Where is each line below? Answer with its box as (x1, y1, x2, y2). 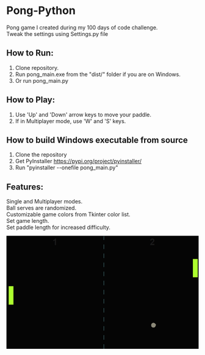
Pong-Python (6, 4, 76, 18)
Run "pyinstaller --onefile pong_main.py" (15, 164, 118, 171)
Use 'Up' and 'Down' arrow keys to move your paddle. (15, 111, 151, 118)
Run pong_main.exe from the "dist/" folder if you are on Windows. (15, 71, 181, 78)
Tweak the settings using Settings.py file (6, 30, 109, 37)
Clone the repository (15, 151, 67, 158)
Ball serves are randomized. (6, 205, 77, 212)
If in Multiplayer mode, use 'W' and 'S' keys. (15, 117, 126, 125)
